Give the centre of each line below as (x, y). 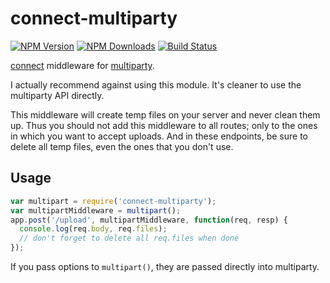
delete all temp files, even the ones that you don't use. (122, 146)
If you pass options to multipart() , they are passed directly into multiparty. (165, 266)
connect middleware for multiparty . (82, 65)
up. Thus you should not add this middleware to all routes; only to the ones (164, 125)
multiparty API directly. (57, 95)
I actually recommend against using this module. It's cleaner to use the (156, 84)
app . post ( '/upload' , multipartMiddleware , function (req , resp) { (149, 220)
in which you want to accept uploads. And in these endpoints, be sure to (159, 136)
